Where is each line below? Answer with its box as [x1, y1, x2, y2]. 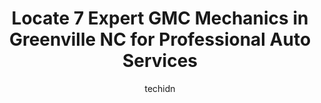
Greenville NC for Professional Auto [8, 28, 312, 51]
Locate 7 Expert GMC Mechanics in [11, 7, 309, 30]
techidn [144, 82, 176, 94]
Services [121, 50, 199, 72]
